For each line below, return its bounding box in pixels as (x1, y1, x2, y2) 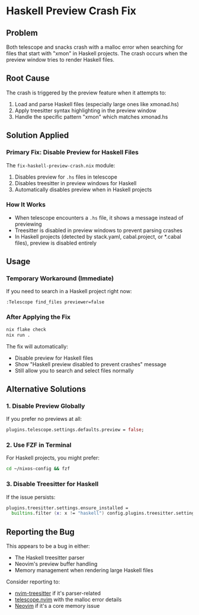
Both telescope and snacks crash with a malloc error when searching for (6, 43, 184, 50)
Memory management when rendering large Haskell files (14, 567, 154, 574)
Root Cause (6, 73, 50, 84)
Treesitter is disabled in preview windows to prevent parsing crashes (14, 227, 183, 234)
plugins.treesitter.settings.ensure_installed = (6, 505, 129, 511)
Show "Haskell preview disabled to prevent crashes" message (14, 360, 167, 367)
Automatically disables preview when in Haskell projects (14, 186, 152, 193)
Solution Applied (6, 131, 69, 141)
